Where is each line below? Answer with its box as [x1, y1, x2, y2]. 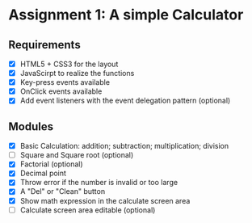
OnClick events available [19, 86, 103, 96]
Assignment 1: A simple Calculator [8, 6, 244, 24]
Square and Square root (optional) [19, 150, 134, 160]
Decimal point [19, 168, 67, 179]
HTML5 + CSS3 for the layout [19, 59, 119, 69]
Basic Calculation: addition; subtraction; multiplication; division [19, 141, 229, 151]
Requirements [8, 38, 81, 52]
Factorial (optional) [19, 159, 83, 169]
